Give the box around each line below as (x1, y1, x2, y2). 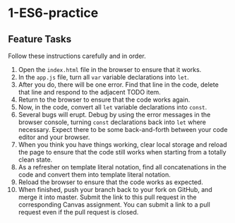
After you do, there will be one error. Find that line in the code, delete (18, 80, 219, 89)
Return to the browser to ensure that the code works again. (18, 95, 191, 104)
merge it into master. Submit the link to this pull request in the (18, 193, 197, 201)
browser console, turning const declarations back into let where (18, 118, 207, 126)
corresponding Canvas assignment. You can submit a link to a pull (18, 200, 210, 209)
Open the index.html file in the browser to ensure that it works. (18, 66, 202, 73)
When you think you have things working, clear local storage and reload (18, 140, 227, 149)
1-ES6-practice (8, 5, 99, 21)
